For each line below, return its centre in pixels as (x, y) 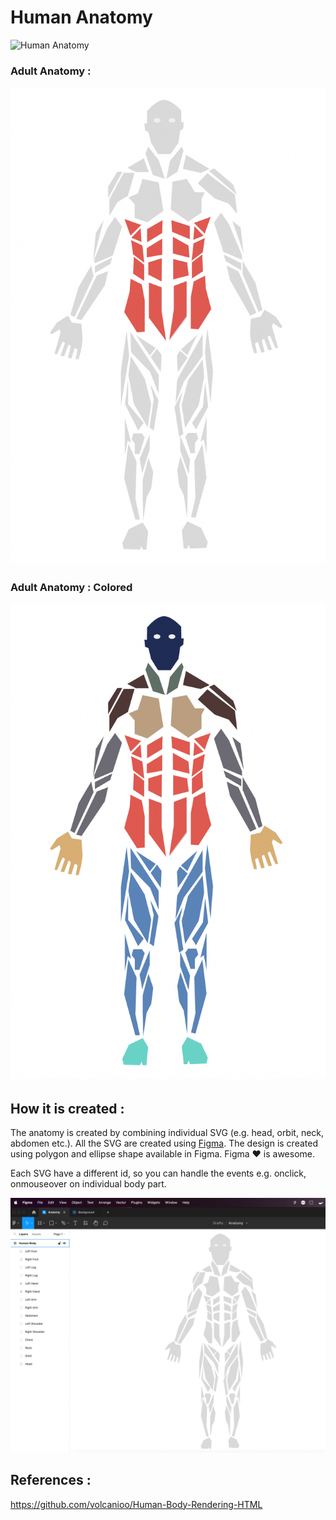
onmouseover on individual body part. (88, 1184)
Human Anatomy (81, 17)
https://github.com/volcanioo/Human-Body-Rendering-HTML (136, 1504)
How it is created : (67, 1108)
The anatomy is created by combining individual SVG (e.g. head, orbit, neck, (167, 1133)
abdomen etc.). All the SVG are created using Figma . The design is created (164, 1143)
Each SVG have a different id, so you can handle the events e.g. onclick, (158, 1173)
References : (51, 1480)
